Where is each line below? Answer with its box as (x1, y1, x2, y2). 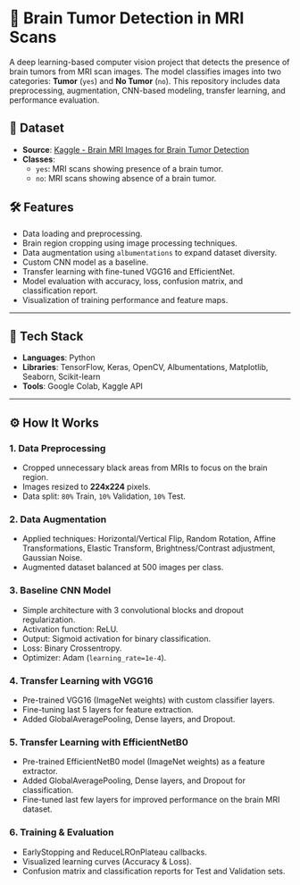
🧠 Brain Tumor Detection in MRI (9, 8, 245, 29)
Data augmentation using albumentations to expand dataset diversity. (21, 247, 278, 257)
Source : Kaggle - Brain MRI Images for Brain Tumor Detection (21, 144, 250, 155)
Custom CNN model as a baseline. (21, 257, 149, 267)
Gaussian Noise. (21, 552, 83, 563)
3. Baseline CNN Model (9, 585, 112, 597)
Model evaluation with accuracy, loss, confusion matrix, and (21, 275, 244, 286)
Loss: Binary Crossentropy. (21, 643, 122, 653)
